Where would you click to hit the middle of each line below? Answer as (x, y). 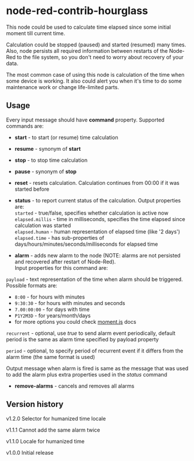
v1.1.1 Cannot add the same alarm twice (53, 430)
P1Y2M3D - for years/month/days (52, 316)
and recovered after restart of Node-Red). (65, 262)
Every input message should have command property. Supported (85, 120)
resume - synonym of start (47, 148)
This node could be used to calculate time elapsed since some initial (89, 27)
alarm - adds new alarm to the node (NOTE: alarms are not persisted (97, 255)
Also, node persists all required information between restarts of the (87, 50)
